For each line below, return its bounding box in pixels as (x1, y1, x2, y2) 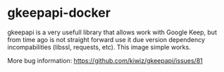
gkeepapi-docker (7, 5, 111, 21)
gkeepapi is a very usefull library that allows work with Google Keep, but (7, 28, 217, 36)
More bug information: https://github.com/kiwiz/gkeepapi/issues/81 (7, 56, 203, 64)
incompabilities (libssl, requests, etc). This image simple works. (7, 43, 192, 51)
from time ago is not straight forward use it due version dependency (7, 35, 206, 43)
